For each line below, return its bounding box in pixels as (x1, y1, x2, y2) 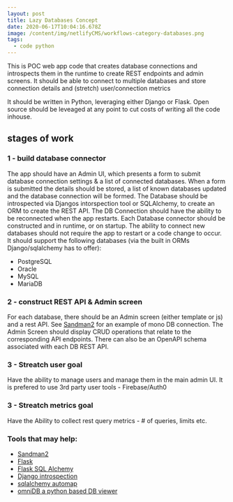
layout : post (7, 10, 45, 17)
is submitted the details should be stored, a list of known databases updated (7, 184, 227, 193)
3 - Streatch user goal (7, 360, 82, 369)
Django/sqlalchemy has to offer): (7, 244, 102, 252)
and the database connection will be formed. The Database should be (7, 191, 208, 200)
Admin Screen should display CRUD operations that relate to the (7, 327, 192, 336)
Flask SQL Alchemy (17, 464, 74, 473)
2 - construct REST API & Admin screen (7, 297, 143, 307)
